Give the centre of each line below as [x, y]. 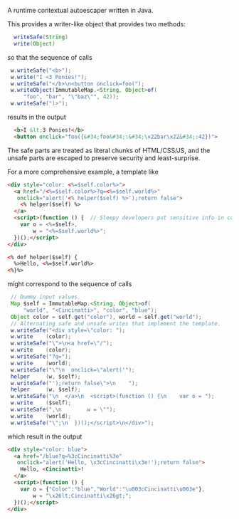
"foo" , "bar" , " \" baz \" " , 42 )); [71, 97]
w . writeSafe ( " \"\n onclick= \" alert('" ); [73, 369]
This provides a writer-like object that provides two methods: [97, 24]
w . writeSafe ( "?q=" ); [41, 357]
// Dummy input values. [46, 297]
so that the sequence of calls [50, 57]
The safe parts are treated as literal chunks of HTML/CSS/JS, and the [109, 150]
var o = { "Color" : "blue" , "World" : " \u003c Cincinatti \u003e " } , [113, 489]
